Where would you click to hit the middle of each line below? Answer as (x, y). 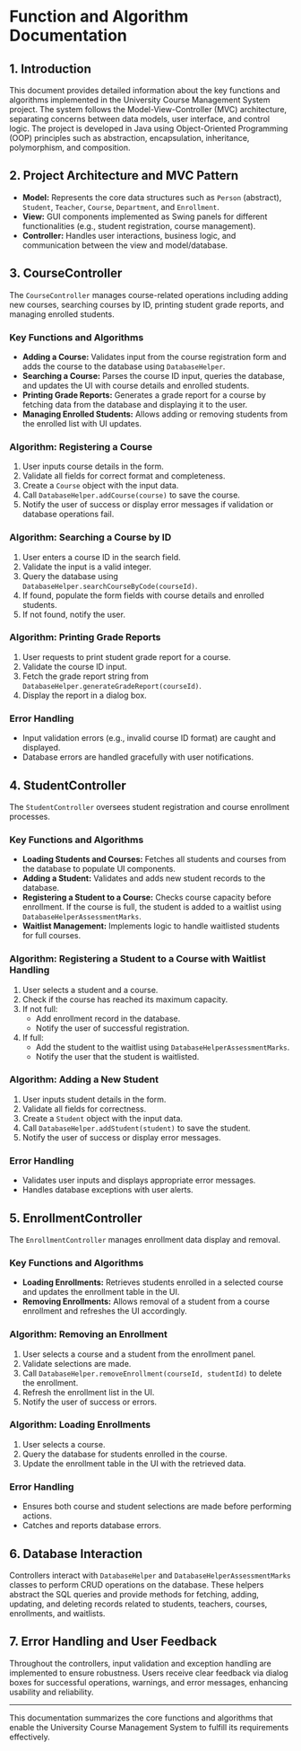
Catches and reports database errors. (91, 1526)
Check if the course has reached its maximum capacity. (125, 999)
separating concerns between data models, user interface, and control (140, 119)
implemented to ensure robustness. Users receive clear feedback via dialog (149, 1673)
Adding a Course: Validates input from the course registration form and (154, 356)
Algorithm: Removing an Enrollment (88, 1334)
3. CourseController (66, 273)
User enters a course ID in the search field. (101, 557)
